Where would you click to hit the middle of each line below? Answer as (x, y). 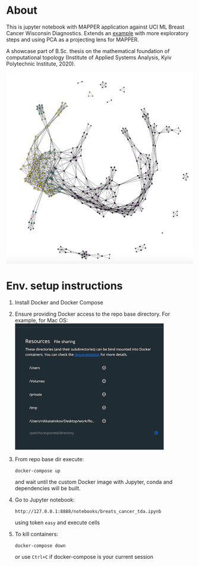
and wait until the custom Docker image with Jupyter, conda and (94, 482)
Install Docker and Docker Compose (59, 302)
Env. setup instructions (64, 286)
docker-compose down (40, 546)
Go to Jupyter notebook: (45, 500)
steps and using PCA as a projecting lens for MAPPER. (73, 39)
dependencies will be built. (48, 488)
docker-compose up (37, 471)
